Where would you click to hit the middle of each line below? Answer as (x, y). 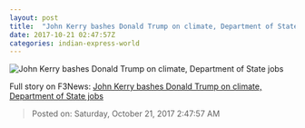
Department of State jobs (57, 96)
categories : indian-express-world (75, 43)
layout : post (34, 18)
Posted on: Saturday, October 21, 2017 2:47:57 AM (126, 113)
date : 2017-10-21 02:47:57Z (63, 34)
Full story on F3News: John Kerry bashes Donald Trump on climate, (136, 86)
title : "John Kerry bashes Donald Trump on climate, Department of (142, 26)
